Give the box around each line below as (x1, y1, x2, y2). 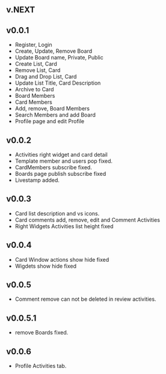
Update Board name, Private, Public (14, 54, 103, 61)
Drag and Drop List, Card (14, 73, 77, 80)
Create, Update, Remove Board (14, 47, 93, 55)
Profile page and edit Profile (14, 118, 85, 125)
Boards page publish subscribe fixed (14, 170, 106, 178)
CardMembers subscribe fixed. (14, 164, 92, 171)
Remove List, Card (14, 67, 61, 74)
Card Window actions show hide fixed (14, 256, 109, 263)
